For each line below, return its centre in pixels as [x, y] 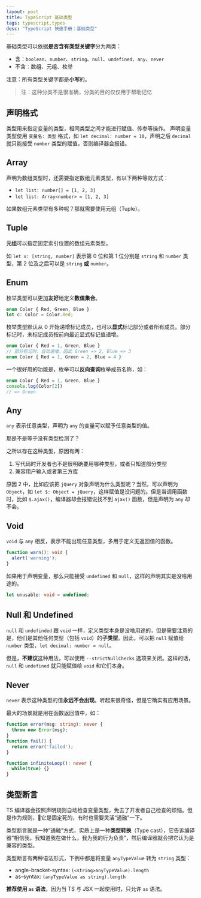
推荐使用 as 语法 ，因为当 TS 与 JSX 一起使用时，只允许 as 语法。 [86, 888]
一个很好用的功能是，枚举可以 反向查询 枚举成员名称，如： [77, 369]
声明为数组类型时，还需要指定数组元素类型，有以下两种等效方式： [87, 178]
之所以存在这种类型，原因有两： [45, 451]
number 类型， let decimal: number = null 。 [60, 645]
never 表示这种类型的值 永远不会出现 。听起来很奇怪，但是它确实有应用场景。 [100, 701]
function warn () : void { [37, 553]
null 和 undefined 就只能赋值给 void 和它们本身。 [67, 666]
